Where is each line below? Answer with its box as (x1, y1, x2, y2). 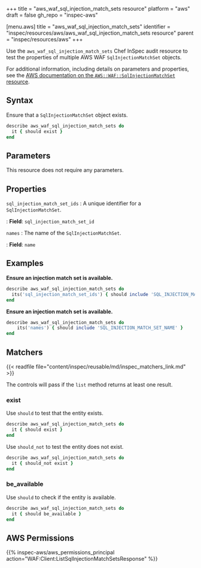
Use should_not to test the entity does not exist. (6, 443, 124, 450)
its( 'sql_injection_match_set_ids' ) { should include (11, 291, 148, 297)
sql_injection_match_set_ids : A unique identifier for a (6, 200, 142, 207)
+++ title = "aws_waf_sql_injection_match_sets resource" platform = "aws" (6, 5, 190, 12)
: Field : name (6, 241, 36, 248)
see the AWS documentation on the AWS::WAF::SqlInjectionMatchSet (6, 72, 175, 78)
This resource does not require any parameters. (6, 167, 124, 174)
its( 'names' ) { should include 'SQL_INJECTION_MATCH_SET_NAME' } (17, 325, 184, 331)
